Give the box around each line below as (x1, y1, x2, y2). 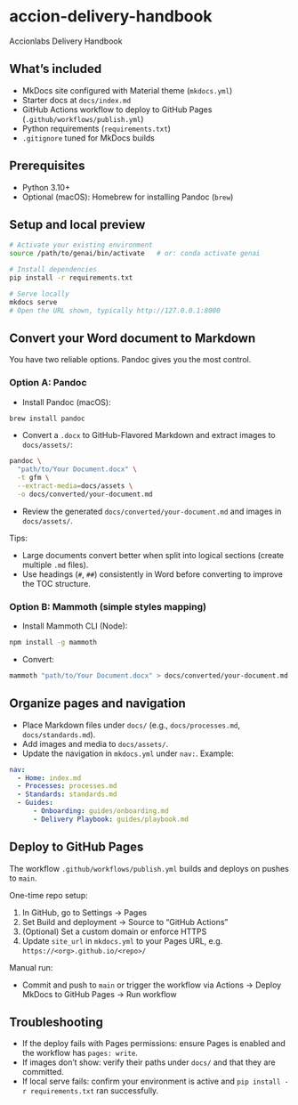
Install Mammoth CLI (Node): (21, 621, 128, 631)
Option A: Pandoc (9, 377, 87, 389)
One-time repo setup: (9, 890, 89, 900)
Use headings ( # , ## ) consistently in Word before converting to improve (21, 568, 283, 580)
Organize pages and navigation (9, 696, 187, 711)
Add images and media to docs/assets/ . (21, 738, 169, 749)
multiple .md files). (21, 559, 89, 570)
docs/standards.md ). (21, 728, 96, 740)
